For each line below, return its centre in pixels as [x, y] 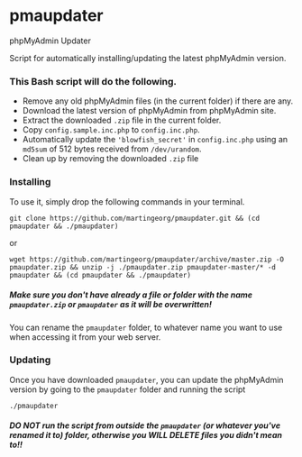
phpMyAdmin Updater [50, 41]
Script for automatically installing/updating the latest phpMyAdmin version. [148, 58]
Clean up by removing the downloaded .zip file [110, 159]
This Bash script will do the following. [93, 81]
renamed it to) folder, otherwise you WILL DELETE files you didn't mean [146, 435]
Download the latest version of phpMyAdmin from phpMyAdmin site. [149, 111]
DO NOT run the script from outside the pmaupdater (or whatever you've [145, 425]
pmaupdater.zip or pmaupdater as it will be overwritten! [111, 305]
